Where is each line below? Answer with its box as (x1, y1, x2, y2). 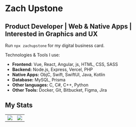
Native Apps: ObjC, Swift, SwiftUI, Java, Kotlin (12, 72, 105, 78)
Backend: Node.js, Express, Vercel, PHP (12, 66, 93, 72)
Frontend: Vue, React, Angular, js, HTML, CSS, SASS (12, 62, 118, 67)
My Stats (5, 101, 33, 110)
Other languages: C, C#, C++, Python (12, 82, 89, 88)
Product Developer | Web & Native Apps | (5, 22, 132, 31)
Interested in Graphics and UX (5, 30, 98, 38)
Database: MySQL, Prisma (12, 77, 66, 82)
